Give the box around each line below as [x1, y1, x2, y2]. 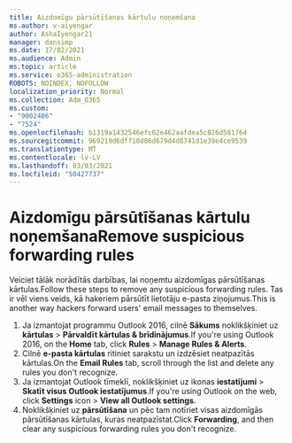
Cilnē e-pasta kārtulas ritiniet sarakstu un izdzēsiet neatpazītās [21, 348, 255, 359]
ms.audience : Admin [9, 54, 81, 63]
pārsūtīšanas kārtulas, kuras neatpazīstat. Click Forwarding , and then [21, 414, 274, 425]
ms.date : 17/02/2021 [9, 46, 86, 55]
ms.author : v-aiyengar [9, 21, 93, 30]
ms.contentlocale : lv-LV [9, 152, 101, 162]
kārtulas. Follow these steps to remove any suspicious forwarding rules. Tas [9, 284, 283, 295]
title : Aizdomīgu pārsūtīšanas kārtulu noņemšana [9, 12, 196, 22]
